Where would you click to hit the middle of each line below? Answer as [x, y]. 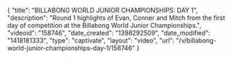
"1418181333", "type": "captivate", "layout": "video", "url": [91, 41]
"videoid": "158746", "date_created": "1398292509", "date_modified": [109, 33]
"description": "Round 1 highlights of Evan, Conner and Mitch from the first [116, 18]
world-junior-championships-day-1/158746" [71, 48]
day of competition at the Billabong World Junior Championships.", [104, 25]
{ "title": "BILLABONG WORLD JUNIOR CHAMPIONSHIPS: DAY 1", [103, 10]
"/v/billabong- [196, 41]
